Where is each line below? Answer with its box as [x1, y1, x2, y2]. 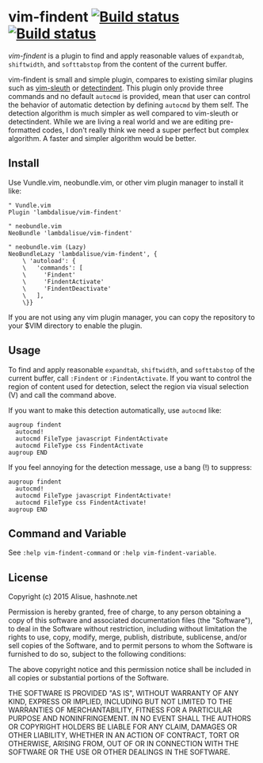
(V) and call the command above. [8, 390, 117, 399]
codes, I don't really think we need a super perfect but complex [42, 125, 250, 135]
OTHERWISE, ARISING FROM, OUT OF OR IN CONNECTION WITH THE [8, 739, 239, 749]
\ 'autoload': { [22, 257, 77, 265]
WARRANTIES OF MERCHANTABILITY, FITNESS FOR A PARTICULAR [8, 705, 232, 715]
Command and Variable [8, 527, 127, 540]
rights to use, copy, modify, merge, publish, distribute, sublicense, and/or [8, 632, 247, 642]
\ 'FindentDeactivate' [22, 284, 112, 292]
